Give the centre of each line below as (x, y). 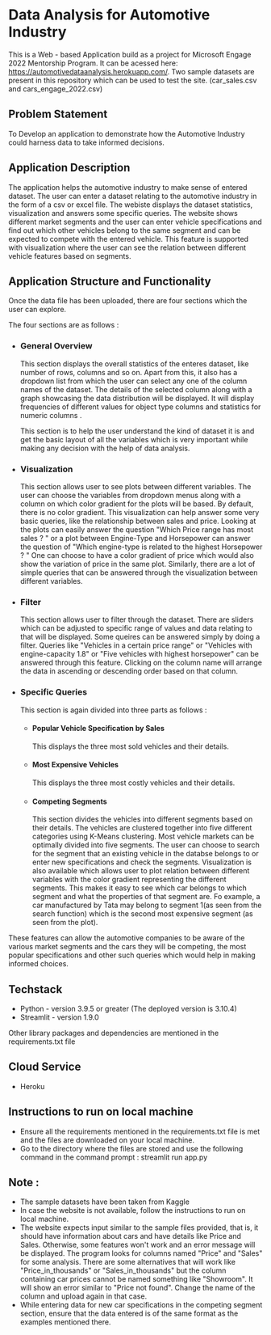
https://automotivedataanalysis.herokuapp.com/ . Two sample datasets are (131, 71)
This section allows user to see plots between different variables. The (135, 486)
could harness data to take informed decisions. (87, 142)
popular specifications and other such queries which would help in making (132, 955)
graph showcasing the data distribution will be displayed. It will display (137, 398)
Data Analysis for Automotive (109, 15)
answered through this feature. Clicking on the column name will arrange (141, 663)
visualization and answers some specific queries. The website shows (123, 213)
